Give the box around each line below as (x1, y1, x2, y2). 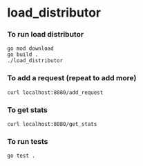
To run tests (7, 137, 48, 146)
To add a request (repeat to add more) (7, 73, 137, 83)
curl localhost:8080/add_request (7, 89, 104, 96)
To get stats (7, 105, 48, 115)
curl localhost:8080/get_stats (7, 121, 97, 128)
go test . (7, 152, 36, 160)
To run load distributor (7, 30, 84, 39)
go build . (7, 51, 39, 58)
